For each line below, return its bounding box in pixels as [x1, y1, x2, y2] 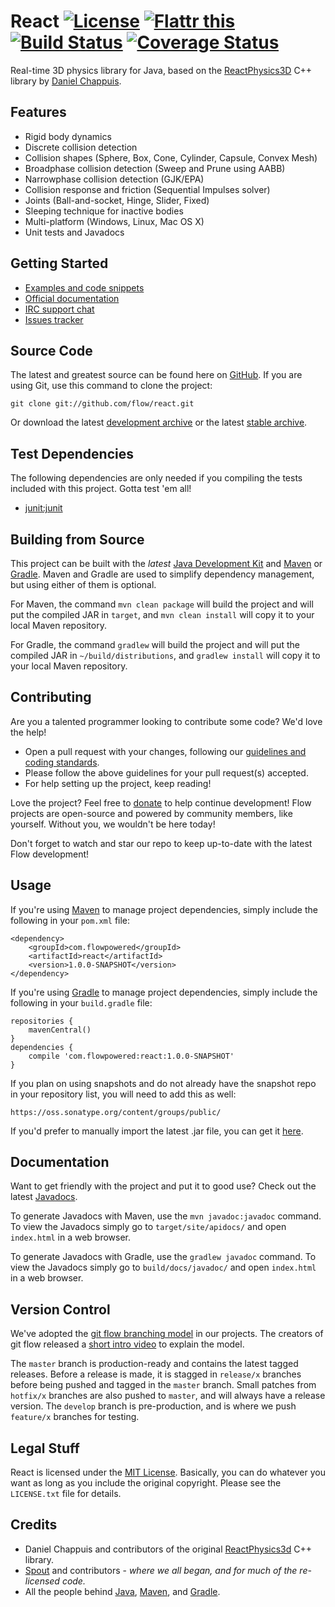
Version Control [10, 1301, 111, 1318]
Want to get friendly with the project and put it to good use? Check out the [10, 1180, 317, 1192]
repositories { [10, 1016, 74, 1026]
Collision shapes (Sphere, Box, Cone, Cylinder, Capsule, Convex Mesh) [24, 151, 318, 164]
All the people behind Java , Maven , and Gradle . [24, 1585, 221, 1597]
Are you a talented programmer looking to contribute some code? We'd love [10, 715, 323, 727]
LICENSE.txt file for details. [10, 1488, 122, 1500]
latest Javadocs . [10, 1191, 78, 1203]
